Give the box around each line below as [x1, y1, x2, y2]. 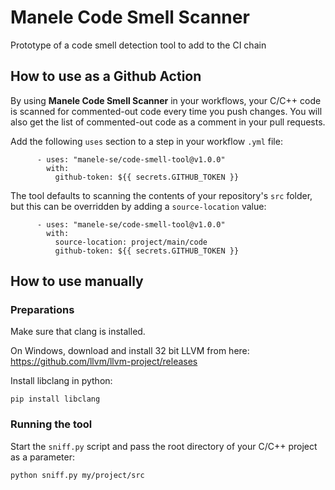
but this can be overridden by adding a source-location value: [10, 200, 267, 212]
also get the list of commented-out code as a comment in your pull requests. [10, 116, 326, 128]
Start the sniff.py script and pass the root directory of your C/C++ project [10, 440, 318, 452]
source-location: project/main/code [54, 237, 208, 247]
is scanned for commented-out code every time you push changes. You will [10, 105, 323, 117]
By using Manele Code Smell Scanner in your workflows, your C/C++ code [10, 94, 322, 106]
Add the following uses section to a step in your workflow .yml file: [10, 135, 283, 147]
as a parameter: [10, 451, 76, 463]
